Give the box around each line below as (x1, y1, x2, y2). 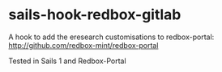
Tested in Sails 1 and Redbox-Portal (8, 56, 127, 66)
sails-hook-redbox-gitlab (8, 6, 181, 24)
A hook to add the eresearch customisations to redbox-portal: (8, 32, 215, 42)
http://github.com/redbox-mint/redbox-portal (8, 40, 159, 50)
